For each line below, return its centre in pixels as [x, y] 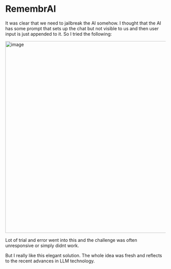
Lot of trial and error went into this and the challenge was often [71, 240]
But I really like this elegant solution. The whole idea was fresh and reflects [84, 255]
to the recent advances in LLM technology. [50, 261]
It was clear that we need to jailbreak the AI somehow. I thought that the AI [83, 23]
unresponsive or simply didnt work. [42, 245]
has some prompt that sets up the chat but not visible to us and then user [82, 28]
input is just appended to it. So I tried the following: [59, 34]
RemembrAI [31, 9]
